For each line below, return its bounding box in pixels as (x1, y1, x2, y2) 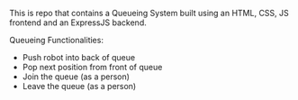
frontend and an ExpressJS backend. (9, 17, 147, 28)
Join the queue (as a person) (22, 71, 131, 82)
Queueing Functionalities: (9, 35, 104, 45)
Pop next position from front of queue (22, 62, 163, 72)
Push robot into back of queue (22, 52, 136, 62)
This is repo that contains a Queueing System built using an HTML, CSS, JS (9, 8, 290, 18)
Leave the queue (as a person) (22, 81, 137, 91)
